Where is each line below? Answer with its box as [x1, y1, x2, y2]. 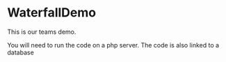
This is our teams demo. [7, 28, 76, 36]
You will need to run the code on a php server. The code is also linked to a [7, 41, 220, 49]
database [7, 48, 35, 56]
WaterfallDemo [7, 5, 96, 21]
